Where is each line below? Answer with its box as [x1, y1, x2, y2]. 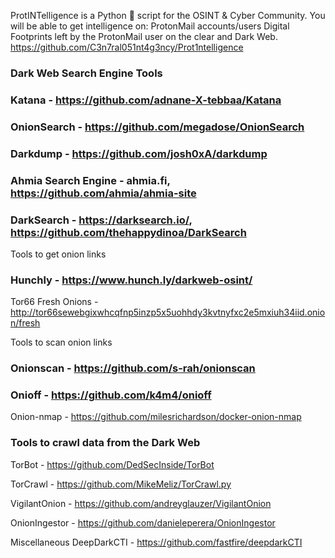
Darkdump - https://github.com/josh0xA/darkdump [10, 146, 268, 160]
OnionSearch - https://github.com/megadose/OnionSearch [10, 120, 305, 134]
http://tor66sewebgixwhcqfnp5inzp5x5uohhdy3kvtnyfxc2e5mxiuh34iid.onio [10, 306, 326, 319]
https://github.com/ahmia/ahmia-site [10, 186, 197, 200]
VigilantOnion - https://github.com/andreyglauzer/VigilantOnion [10, 497, 272, 509]
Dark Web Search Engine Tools [10, 66, 163, 80]
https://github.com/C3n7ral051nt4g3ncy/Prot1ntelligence [10, 41, 244, 53]
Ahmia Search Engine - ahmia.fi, [10, 173, 171, 187]
